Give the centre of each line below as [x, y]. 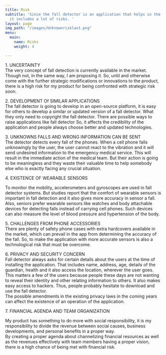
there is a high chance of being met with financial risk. [60, 347]
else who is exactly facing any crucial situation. [53, 168]
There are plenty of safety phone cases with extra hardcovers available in [80, 229]
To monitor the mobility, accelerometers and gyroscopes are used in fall [79, 187]
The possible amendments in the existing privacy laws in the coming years [81, 296]
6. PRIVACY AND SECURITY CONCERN [45, 254]
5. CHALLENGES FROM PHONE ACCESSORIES [53, 223]
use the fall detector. [26, 291]
